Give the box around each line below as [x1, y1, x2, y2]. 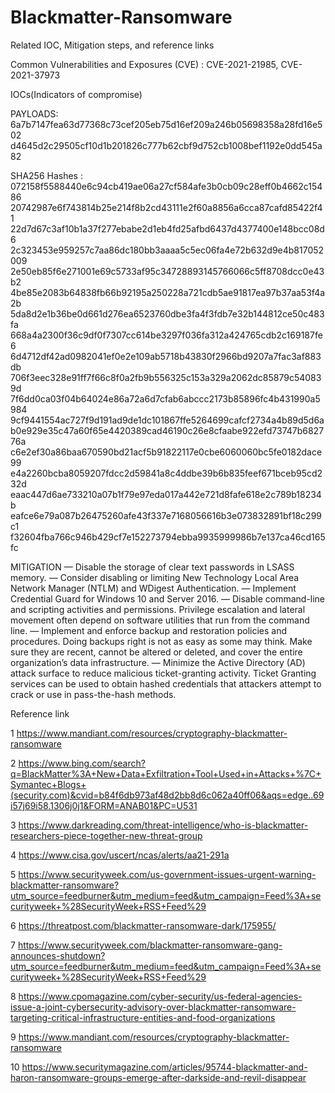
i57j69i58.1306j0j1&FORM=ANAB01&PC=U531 [10, 799, 198, 811]
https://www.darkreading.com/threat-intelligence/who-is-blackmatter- [18, 819, 309, 831]
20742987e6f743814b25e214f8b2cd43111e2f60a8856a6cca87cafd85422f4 [10, 201, 323, 213]
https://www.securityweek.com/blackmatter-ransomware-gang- [17, 939, 283, 951]
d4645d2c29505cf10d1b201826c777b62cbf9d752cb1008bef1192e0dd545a [10, 139, 323, 151]
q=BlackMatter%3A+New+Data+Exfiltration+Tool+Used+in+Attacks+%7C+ [10, 767, 322, 780]
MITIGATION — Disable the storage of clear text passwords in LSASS [10, 561, 295, 573]
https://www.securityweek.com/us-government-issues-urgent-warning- [18, 868, 317, 880]
